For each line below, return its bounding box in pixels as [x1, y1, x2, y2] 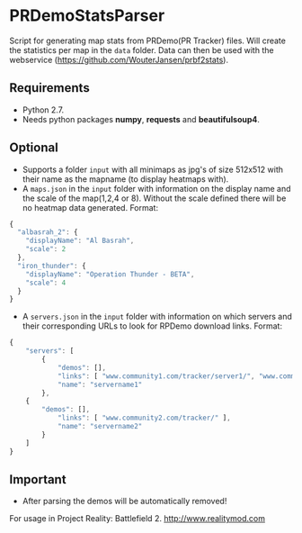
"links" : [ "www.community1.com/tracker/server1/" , [57, 371, 255, 381]
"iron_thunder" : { [17, 261, 87, 270]
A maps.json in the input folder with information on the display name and [22, 183, 291, 194]
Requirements [9, 80, 90, 95]
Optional [9, 140, 58, 156]
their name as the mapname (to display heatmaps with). [22, 173, 229, 185]
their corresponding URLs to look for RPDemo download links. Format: [22, 321, 283, 331]
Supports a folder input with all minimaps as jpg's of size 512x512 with [22, 164, 283, 175]
